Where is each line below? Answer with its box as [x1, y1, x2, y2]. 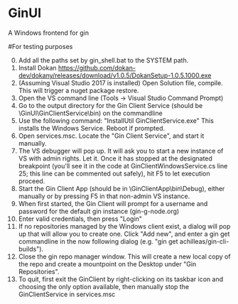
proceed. [18, 176, 45, 185]
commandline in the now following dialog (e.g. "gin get [18, 237, 178, 246]
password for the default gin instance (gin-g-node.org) [18, 207, 180, 215]
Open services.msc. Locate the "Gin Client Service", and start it [18, 131, 205, 140]
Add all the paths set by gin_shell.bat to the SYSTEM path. [18, 55, 189, 65]
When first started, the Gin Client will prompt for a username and [18, 199, 208, 207]
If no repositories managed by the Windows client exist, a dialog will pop [18, 222, 231, 230]
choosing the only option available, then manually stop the [18, 282, 190, 291]
